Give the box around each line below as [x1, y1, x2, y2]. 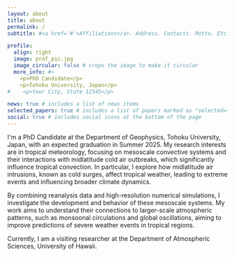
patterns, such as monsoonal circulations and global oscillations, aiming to [7, 213, 222, 221]
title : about [7, 17, 45, 24]
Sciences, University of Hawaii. [7, 242, 97, 250]
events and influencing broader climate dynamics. [7, 177, 152, 186]
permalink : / [7, 23, 45, 30]
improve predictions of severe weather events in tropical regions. [7, 221, 194, 229]
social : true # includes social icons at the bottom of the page [7, 113, 201, 121]
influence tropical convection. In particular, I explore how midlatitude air [7, 162, 214, 171]
